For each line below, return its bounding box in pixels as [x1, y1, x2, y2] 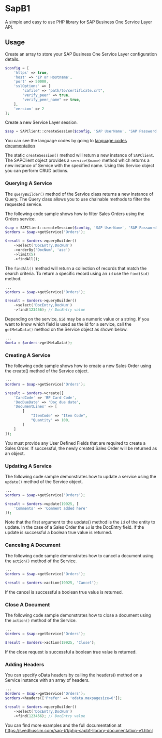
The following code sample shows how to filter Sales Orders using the [5, 211, 145, 217]
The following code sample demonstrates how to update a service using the [5, 473, 156, 479]
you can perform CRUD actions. [5, 168, 69, 174]
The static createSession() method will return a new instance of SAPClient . [5, 152, 155, 158]
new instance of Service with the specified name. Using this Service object [5, 163, 155, 168]
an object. [5, 450, 25, 456]
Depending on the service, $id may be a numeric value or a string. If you [5, 316, 149, 322]
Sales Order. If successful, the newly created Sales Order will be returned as [5, 445, 157, 451]
